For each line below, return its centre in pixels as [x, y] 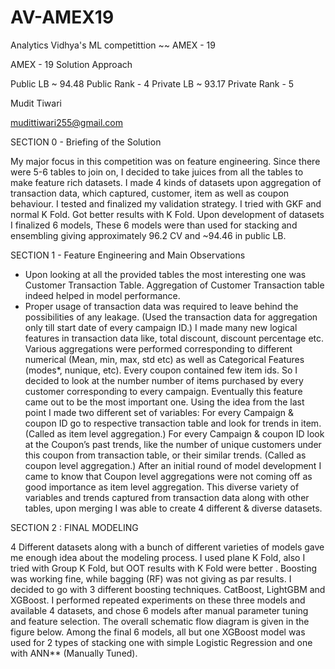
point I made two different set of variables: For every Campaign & [159, 412]
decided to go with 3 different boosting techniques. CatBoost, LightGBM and [168, 589]
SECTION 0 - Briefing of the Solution [86, 142]
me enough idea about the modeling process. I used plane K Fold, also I [158, 557]
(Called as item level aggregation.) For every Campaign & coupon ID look [174, 433]
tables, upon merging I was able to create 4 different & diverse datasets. [173, 508]
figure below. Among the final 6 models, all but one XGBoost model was [158, 632]
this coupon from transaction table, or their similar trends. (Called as [165, 455]
